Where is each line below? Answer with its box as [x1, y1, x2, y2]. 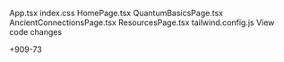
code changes [9, 27, 63, 37]
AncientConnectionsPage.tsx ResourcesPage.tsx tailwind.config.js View [9, 17, 275, 28]
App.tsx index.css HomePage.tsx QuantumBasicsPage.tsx [9, 8, 224, 18]
